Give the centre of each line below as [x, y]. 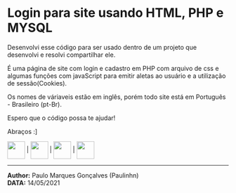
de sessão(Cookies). [37, 83]
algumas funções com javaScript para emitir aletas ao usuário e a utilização [117, 76]
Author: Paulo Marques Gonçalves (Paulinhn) [73, 175]
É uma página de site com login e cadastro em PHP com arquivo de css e [113, 68]
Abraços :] [22, 131]
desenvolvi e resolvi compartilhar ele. [61, 55]
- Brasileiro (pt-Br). [34, 104]
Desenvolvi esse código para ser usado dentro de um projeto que [102, 47]
